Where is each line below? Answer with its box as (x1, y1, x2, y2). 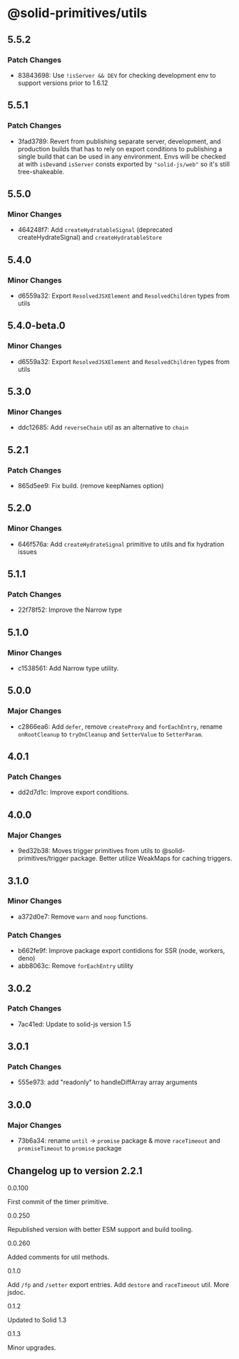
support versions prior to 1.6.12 (17, 79, 108, 87)
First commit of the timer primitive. (7, 1197, 109, 1206)
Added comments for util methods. (7, 1253, 110, 1261)
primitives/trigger (17, 854, 69, 863)
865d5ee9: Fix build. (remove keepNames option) (17, 482, 164, 490)
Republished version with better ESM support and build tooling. (7, 1225, 193, 1233)
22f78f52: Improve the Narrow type (17, 605, 123, 615)
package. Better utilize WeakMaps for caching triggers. (70, 854, 233, 863)
